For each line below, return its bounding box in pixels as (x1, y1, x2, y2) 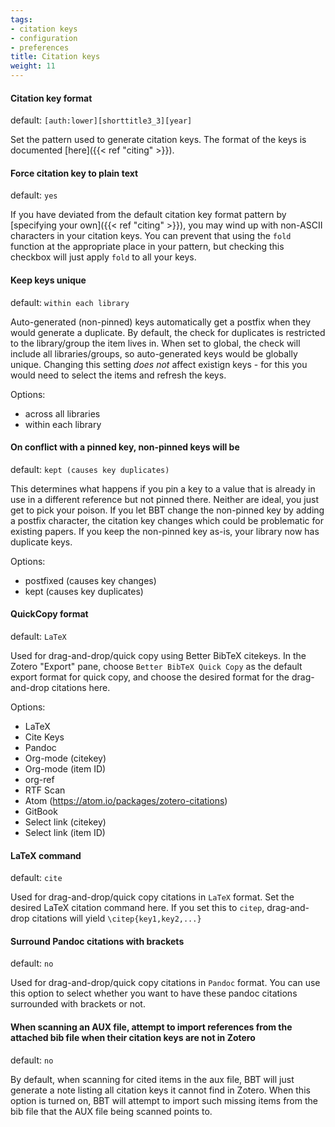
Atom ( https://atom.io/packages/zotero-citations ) (24, 795, 228, 807)
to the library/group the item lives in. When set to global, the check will (10, 337, 301, 349)
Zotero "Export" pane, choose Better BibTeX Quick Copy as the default (10, 661, 303, 673)
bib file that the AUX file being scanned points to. (10, 1105, 213, 1117)
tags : (10, 14, 33, 25)
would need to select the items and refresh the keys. (10, 369, 227, 381)
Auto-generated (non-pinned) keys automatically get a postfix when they (10, 316, 312, 328)
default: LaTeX (10, 631, 67, 643)
